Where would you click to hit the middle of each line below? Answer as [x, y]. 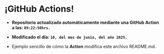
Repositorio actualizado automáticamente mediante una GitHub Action [85, 22]
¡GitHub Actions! [39, 9]
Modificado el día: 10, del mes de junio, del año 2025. [69, 37]
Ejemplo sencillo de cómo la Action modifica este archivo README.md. [84, 46]
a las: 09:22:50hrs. [31, 27]
